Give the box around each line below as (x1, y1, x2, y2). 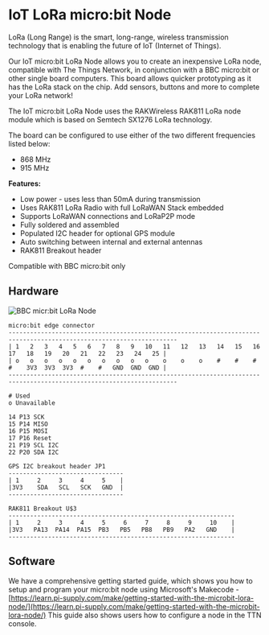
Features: (8, 179, 42, 188)
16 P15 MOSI (8, 427, 48, 435)
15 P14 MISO (8, 420, 48, 428)
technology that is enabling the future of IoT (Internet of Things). (8, 40, 222, 50)
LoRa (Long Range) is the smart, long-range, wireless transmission (8, 32, 229, 42)
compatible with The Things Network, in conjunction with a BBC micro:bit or (8, 64, 259, 74)
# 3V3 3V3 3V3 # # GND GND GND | (8, 364, 167, 372)
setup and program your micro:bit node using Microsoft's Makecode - (8, 584, 239, 594)
